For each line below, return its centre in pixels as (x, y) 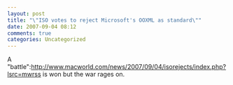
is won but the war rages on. (84, 75)
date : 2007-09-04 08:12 (42, 26)
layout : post (26, 14)
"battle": (19, 67)
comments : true (29, 33)
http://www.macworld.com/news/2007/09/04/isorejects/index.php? (128, 67)
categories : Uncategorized (47, 40)
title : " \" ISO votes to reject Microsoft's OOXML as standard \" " (104, 20)
